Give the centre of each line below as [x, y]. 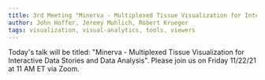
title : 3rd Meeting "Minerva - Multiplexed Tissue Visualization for [125, 15]
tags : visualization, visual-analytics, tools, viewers [102, 30]
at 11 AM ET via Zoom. [44, 69]
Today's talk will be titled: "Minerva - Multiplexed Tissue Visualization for [126, 53]
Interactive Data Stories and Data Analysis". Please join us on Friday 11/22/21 [132, 60]
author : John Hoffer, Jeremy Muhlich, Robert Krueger [99, 23]
